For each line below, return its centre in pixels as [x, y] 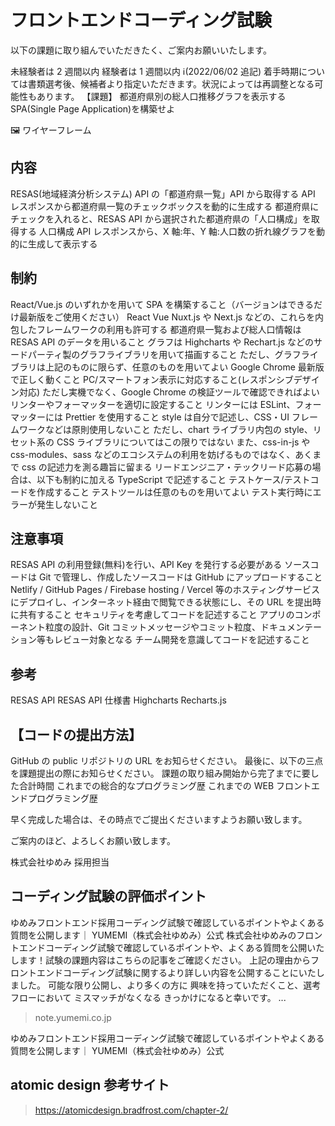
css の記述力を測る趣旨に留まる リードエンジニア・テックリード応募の [167, 467]
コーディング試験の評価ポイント [108, 896]
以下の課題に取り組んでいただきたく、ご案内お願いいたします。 [141, 50]
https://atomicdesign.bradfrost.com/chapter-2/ [131, 1110]
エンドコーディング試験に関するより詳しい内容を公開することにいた [176, 972]
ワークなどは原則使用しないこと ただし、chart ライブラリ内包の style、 [165, 429]
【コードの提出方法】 [76, 734]
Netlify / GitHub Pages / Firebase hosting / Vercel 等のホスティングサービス [165, 590]
